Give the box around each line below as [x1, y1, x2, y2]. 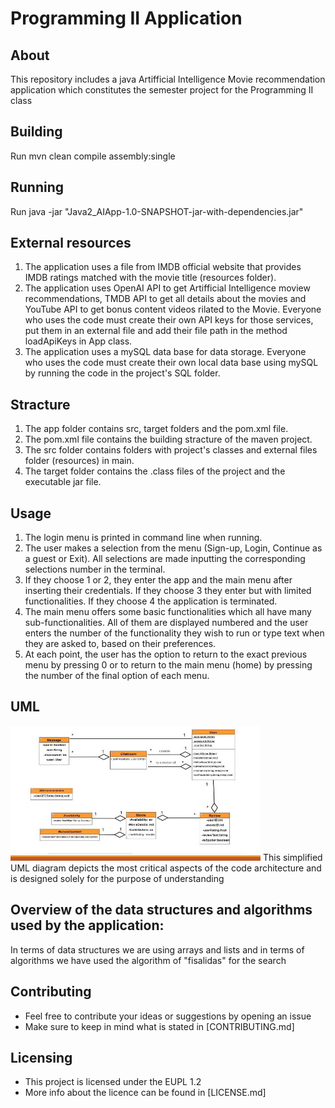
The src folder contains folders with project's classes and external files [24, 444, 318, 456]
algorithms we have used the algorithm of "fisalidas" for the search [10, 954, 287, 966]
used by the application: [10, 917, 165, 934]
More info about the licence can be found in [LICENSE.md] [24, 1087, 267, 1099]
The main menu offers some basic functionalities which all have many [24, 606, 312, 618]
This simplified [262, 851, 323, 863]
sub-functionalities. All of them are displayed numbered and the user [24, 617, 309, 629]
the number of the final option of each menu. [24, 670, 210, 682]
